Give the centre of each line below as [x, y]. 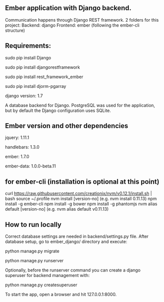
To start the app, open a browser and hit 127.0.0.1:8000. [61, 295]
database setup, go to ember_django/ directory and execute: [66, 242]
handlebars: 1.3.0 [22, 147]
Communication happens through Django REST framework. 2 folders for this [82, 20]
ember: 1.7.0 [17, 157]
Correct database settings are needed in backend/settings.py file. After [77, 236]
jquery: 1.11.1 [17, 137]
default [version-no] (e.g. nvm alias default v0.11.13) [57, 209]
